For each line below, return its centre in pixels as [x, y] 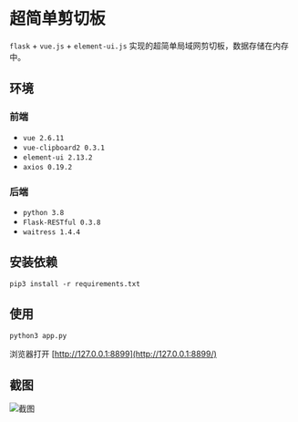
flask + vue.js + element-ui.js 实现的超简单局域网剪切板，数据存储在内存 [149, 46]
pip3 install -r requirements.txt [75, 283]
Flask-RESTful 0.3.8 [62, 222]
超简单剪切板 [58, 19]
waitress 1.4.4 [51, 232]
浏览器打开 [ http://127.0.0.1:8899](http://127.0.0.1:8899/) [113, 354]
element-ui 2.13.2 [57, 157]
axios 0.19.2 [47, 167]
